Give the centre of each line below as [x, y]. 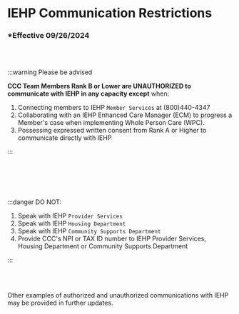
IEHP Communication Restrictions [110, 13]
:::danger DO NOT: [35, 202]
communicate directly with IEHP [65, 138]
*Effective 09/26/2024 [49, 36]
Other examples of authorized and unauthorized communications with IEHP [118, 295]
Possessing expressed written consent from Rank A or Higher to [112, 131]
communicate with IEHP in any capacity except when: [88, 93]
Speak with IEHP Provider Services [70, 216]
